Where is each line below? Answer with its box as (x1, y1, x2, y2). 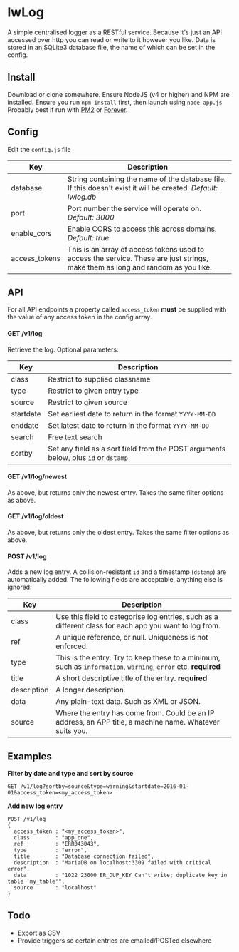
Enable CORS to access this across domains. (67, 224, 217, 234)
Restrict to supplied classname (48, 374, 151, 384)
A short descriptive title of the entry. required (55, 673, 208, 683)
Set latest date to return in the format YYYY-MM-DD (48, 420, 210, 430)
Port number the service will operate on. (67, 203, 201, 213)
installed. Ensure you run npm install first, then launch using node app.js (7, 98, 223, 106)
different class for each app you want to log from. (55, 621, 221, 631)
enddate (11, 420, 39, 430)
